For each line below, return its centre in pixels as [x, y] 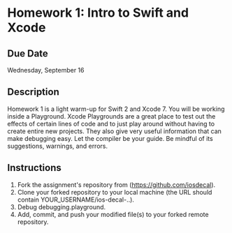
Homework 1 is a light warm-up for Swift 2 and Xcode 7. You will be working [116, 109]
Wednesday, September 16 [46, 70]
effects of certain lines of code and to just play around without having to [111, 123]
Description [33, 92]
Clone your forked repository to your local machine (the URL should [115, 192]
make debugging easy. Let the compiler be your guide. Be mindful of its [110, 138]
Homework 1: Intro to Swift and [98, 13]
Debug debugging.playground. [61, 206]
